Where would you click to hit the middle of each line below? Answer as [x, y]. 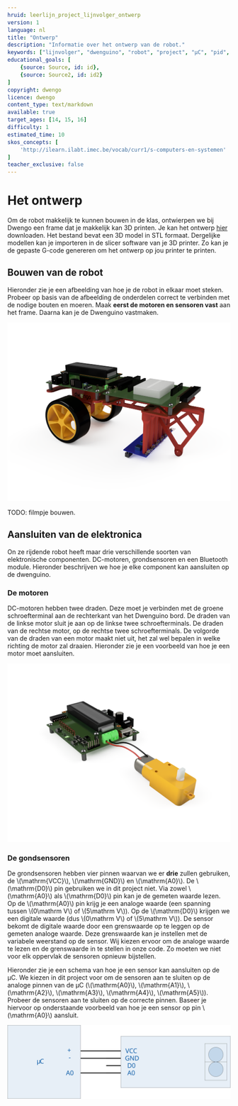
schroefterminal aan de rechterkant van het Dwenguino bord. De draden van [119, 616]
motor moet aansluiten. [41, 653]
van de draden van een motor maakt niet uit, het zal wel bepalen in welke [114, 638]
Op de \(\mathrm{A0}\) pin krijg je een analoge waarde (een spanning [109, 904]
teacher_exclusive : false [45, 165]
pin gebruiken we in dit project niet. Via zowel [121, 889]
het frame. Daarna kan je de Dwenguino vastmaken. [83, 312]
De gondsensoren [39, 858]
